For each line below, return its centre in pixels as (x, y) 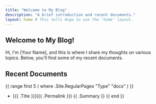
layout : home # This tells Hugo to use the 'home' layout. (69, 19)
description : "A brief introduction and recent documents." (71, 15)
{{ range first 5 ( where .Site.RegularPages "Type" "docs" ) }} (70, 86)
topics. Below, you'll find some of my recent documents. (64, 58)
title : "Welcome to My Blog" (36, 10)
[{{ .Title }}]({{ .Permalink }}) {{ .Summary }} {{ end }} (68, 96)
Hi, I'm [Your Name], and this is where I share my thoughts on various (78, 53)
